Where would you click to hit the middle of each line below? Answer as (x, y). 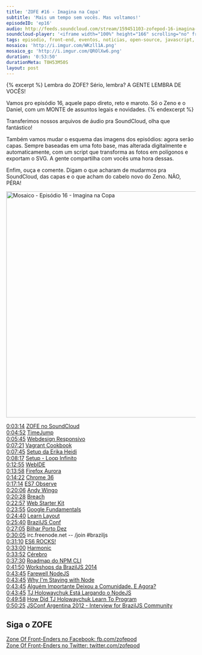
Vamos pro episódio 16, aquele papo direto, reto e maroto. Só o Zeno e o (96, 103)
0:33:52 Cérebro (27, 554)
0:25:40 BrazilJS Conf (34, 522)
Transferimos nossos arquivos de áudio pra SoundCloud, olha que (88, 121)
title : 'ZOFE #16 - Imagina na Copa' (54, 12)
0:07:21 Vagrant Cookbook (39, 445)
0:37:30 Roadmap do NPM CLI (44, 561)
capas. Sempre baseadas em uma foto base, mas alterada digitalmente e (96, 146)
